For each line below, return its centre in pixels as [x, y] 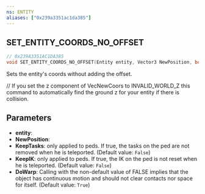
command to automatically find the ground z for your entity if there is [93, 92]
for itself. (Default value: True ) [52, 185]
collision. [18, 99]
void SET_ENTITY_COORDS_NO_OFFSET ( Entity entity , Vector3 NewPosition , [99, 62]
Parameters [29, 118]
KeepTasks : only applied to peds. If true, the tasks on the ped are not [102, 146]
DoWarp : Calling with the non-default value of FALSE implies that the [102, 171]
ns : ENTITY [20, 12]
